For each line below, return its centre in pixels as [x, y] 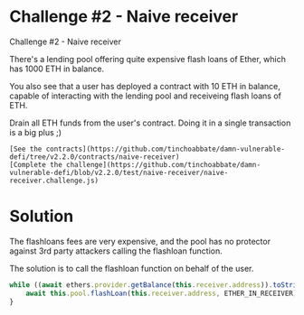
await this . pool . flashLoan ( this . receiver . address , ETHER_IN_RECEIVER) [161, 293]
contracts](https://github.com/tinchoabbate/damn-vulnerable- [165, 149]
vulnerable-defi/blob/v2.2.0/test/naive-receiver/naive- [119, 172]
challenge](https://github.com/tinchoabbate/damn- [163, 164]
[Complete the [36, 164]
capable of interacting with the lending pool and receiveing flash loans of [146, 96]
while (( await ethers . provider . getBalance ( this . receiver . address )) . [141, 285]
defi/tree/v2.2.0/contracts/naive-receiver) [95, 157]
